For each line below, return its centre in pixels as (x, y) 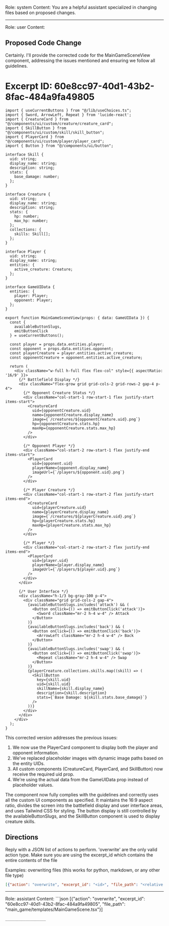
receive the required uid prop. (43, 774)
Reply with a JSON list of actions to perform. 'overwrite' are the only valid (81, 849)
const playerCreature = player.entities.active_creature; (72, 353)
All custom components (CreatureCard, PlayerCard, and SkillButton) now (88, 769)
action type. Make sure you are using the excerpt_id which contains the (79, 855)
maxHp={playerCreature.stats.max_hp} (72, 525)
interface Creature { (28, 194)
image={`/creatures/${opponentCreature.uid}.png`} (86, 419)
